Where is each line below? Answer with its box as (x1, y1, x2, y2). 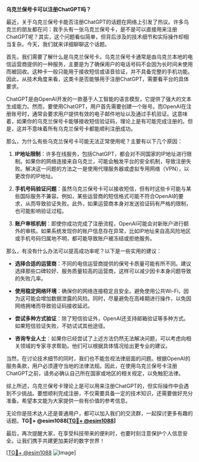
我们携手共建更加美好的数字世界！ (21, 437, 105, 444)
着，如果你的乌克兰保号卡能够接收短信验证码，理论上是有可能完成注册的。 (6, 118, 188, 125)
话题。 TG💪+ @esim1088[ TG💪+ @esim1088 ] (6, 418, 116, 424)
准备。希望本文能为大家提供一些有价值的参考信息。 (6, 397, 131, 404)
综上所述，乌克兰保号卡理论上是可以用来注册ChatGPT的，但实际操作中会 (6, 383, 184, 389)
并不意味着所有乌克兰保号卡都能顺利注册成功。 (21, 125, 136, 132)
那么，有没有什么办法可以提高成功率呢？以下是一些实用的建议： (6, 247, 162, 254)
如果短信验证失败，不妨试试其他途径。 (14, 323, 108, 329)
